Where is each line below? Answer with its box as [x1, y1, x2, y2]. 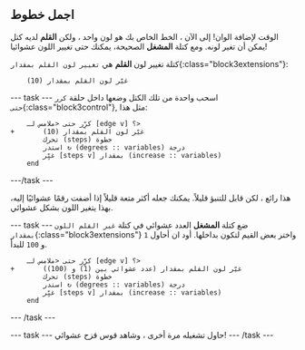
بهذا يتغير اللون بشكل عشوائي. [10, 201, 113, 212]
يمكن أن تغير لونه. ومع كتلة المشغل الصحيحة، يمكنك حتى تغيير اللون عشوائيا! [10, 41, 268, 52]
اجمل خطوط [10, 7, 75, 23]
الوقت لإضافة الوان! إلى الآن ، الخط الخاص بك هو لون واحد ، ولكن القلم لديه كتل [10, 31, 280, 42]
